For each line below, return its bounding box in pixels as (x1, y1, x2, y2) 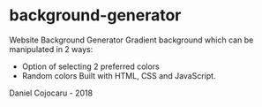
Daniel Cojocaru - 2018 (9, 88, 94, 98)
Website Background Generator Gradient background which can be (9, 34, 254, 45)
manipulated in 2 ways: (9, 43, 94, 54)
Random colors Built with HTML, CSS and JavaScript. (21, 70, 216, 80)
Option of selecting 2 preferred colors (21, 61, 161, 72)
